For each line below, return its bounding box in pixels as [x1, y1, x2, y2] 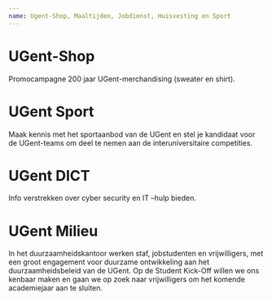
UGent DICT [8, 166, 90, 185]
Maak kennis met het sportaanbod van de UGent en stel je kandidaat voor [8, 129, 256, 139]
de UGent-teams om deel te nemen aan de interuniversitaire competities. [8, 137, 253, 147]
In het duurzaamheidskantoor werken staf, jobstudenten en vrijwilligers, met [8, 249, 264, 259]
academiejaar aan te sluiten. [8, 283, 103, 293]
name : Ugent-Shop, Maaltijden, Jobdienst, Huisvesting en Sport [8, 11, 231, 20]
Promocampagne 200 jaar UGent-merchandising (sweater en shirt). [8, 74, 236, 84]
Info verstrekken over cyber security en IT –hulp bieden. [8, 193, 197, 203]
